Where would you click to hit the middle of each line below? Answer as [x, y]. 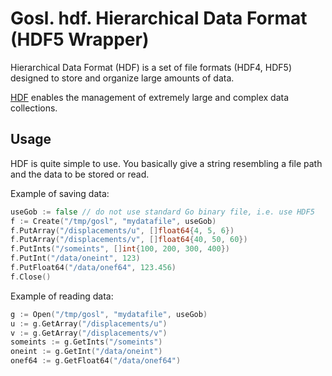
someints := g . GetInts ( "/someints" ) [86, 342]
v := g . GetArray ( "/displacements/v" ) [89, 333]
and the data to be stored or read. [80, 174]
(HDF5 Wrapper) [80, 39]
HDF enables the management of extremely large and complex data [150, 97]
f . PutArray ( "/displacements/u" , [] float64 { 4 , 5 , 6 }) [122, 230]
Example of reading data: [62, 296]
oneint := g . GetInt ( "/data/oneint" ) [86, 352]
